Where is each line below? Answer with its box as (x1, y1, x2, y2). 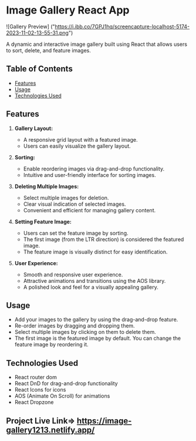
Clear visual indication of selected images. (23, 201, 126, 208)
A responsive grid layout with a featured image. (23, 136, 138, 143)
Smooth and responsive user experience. (23, 271, 123, 278)
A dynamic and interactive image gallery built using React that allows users (6, 41, 188, 48)
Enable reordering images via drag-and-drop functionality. (23, 165, 165, 172)
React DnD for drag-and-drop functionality (14, 380, 119, 387)
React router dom (14, 374, 58, 381)
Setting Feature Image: (14, 218, 72, 225)
